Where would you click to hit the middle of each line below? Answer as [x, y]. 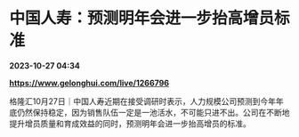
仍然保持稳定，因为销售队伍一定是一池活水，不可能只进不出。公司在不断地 [153, 112]
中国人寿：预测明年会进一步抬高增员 [142, 18]
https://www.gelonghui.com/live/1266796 [89, 83]
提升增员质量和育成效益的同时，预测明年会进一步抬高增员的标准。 [130, 123]
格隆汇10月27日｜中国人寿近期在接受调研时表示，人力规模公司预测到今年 [142, 101]
